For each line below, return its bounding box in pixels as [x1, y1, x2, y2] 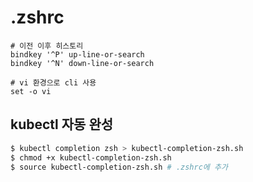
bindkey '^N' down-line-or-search [10, 58, 155, 68]
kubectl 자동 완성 [10, 116, 114, 133]
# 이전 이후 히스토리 [10, 41, 84, 51]
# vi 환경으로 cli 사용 [10, 77, 97, 88]
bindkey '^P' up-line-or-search [10, 49, 145, 60]
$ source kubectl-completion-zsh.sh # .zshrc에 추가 [10, 162, 228, 172]
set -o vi [10, 86, 52, 96]
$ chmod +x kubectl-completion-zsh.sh [10, 152, 172, 163]
